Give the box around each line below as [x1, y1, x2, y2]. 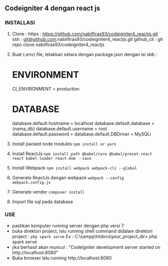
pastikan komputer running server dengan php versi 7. [12, 223, 125, 229]
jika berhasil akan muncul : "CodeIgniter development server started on [12, 244, 161, 250]
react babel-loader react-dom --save [12, 156, 92, 161]
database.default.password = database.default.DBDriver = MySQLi [12, 131, 151, 137]
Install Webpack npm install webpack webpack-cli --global [12, 164, 137, 171]
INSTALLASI [5, 19, 35, 26]
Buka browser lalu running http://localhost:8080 [12, 255, 112, 261]
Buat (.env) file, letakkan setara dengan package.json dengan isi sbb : [12, 51, 157, 57]
